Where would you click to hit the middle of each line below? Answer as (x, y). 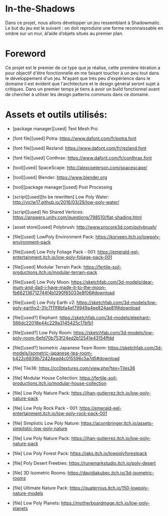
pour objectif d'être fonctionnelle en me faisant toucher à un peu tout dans (82, 73)
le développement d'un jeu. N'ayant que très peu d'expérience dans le (78, 78)
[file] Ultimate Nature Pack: (40, 488)
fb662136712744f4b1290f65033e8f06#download (63, 293)
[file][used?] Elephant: (35, 317)
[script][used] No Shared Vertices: (48, 212)
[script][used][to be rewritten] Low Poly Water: (61, 197)
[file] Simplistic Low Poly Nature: (46, 423)
